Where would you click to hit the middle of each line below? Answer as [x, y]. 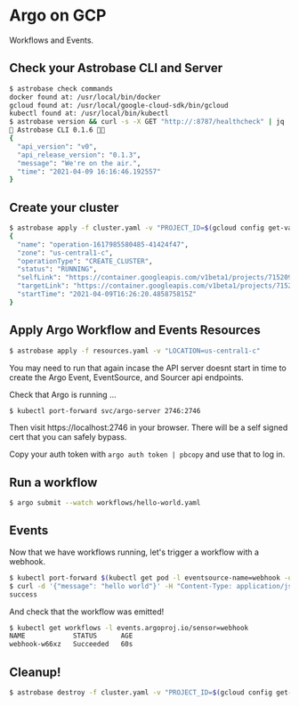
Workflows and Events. [52, 40]
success [24, 594]
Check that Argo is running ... [63, 394]
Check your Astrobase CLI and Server [116, 68]
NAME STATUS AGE [71, 636]
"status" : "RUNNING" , [57, 269]
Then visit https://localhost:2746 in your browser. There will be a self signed [149, 427]
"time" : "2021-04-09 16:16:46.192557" [89, 171]
